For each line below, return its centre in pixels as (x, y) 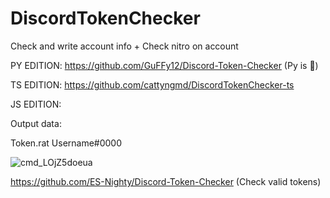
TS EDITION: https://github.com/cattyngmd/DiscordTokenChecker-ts (152, 84)
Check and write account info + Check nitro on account (124, 46)
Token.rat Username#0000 (66, 143)
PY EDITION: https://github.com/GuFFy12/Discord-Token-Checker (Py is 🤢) (164, 65)
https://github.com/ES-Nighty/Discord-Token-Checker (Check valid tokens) (166, 181)
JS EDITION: (36, 104)
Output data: (36, 123)
